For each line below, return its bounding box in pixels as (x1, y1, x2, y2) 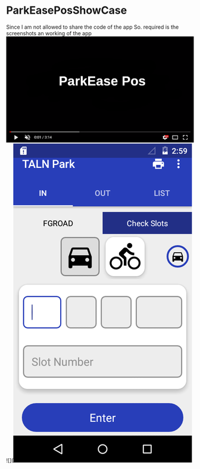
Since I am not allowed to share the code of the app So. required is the (6, 23, 179, 30)
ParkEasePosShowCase (6, 4, 127, 17)
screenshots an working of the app (6, 29, 92, 36)
